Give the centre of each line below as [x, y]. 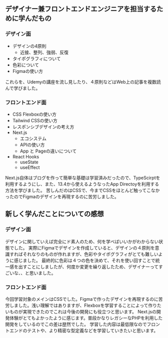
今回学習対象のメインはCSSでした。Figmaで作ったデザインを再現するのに [82, 299]
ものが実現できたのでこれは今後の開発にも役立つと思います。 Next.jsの [83, 311]
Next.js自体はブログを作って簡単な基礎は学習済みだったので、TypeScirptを [83, 178]
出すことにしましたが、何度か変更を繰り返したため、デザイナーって [89, 267]
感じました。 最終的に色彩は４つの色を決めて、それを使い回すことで [85, 260]
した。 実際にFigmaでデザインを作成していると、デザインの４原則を [85, 247]
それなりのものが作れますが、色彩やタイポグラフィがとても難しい [91, 254]
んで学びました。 [23, 88]
